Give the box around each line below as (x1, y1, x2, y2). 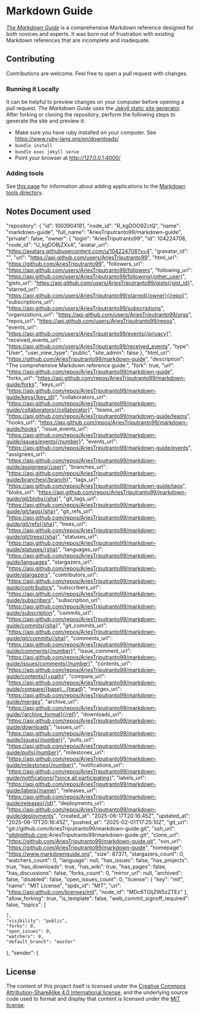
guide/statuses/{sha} (6, 546, 58, 553)
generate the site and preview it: (6, 118, 85, 125)
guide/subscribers (6, 597, 51, 604)
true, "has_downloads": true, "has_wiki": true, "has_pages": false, (6, 863, 167, 870)
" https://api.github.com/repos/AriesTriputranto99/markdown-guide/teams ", (6, 413, 191, 420)
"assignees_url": (6, 451, 46, 458)
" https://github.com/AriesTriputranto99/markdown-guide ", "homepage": (6, 844, 183, 852)
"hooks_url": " (6, 419, 40, 426)
